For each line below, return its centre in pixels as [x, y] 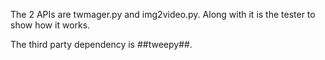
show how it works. [50, 25]
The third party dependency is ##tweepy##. [101, 44]
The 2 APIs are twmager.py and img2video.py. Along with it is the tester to [163, 14]
